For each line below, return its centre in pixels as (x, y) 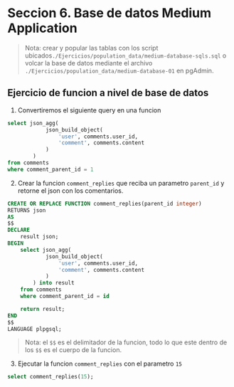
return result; (43, 309)
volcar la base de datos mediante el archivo (89, 63)
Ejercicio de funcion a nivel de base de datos (108, 93)
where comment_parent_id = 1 (50, 169)
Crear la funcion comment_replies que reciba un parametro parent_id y (121, 183)
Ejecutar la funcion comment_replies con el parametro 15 (100, 364)
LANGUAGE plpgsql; (34, 329)
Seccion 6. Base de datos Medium (110, 13)
